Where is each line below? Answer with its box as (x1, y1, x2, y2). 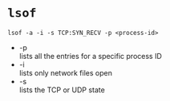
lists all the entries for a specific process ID (18, 51, 162, 60)
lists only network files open (18, 68, 113, 77)
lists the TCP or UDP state (18, 85, 105, 95)
